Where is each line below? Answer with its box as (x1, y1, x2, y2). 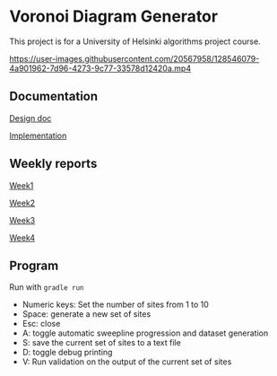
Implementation (9, 130, 67, 141)
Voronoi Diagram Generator (9, 6, 218, 27)
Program (9, 258, 59, 273)
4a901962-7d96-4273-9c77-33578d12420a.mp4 (9, 63, 191, 74)
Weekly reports (9, 156, 98, 171)
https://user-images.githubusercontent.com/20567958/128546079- (9, 53, 260, 64)
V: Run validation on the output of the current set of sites (22, 356, 232, 367)
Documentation (9, 89, 99, 104)
